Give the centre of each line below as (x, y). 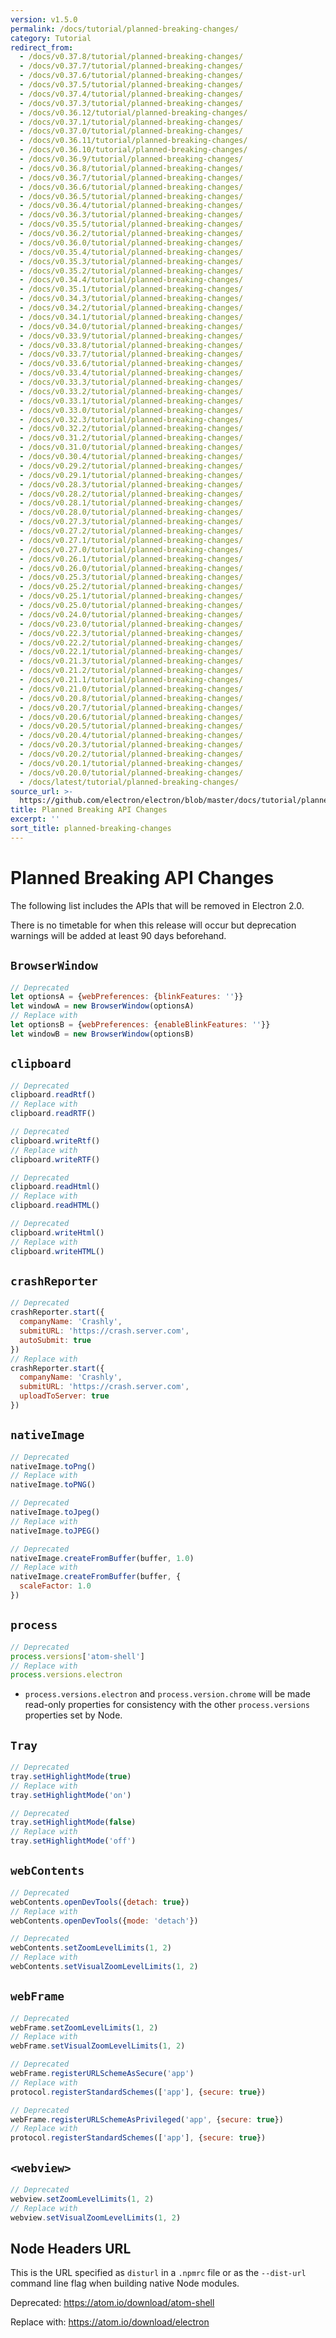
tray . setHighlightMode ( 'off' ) (73, 1841)
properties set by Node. (73, 1715)
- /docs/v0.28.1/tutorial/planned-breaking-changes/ (131, 503)
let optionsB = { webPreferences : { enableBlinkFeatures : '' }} (140, 1025)
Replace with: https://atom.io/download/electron (110, 2322)
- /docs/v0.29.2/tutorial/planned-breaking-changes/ (131, 466)
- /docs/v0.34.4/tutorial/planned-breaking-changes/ (131, 280)
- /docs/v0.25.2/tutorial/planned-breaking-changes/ (131, 587)
